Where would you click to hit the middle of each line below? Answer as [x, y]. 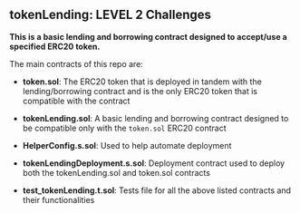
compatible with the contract [76, 101]
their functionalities [58, 199]
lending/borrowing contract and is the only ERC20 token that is [140, 91]
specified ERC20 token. [55, 46]
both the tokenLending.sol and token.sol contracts [116, 172]
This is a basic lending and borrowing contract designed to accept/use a [148, 36]
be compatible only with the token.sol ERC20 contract [124, 128]
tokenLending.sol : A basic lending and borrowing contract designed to [155, 118]
